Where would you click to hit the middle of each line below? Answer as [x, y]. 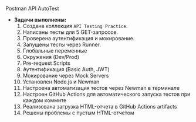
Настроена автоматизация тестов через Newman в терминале [101, 88]
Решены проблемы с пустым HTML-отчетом [78, 113]
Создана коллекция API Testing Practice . [75, 26]
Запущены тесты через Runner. [62, 44]
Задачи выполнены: [40, 20]
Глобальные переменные [55, 51]
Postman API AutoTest [32, 8]
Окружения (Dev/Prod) [51, 57]
